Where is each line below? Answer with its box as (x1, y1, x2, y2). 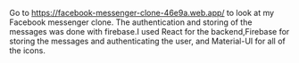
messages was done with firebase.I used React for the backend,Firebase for (9, 27, 290, 36)
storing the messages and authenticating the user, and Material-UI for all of (9, 35, 286, 46)
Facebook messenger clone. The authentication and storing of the (9, 17, 253, 28)
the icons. (9, 45, 46, 56)
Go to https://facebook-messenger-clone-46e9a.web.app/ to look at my (9, 8, 275, 18)
